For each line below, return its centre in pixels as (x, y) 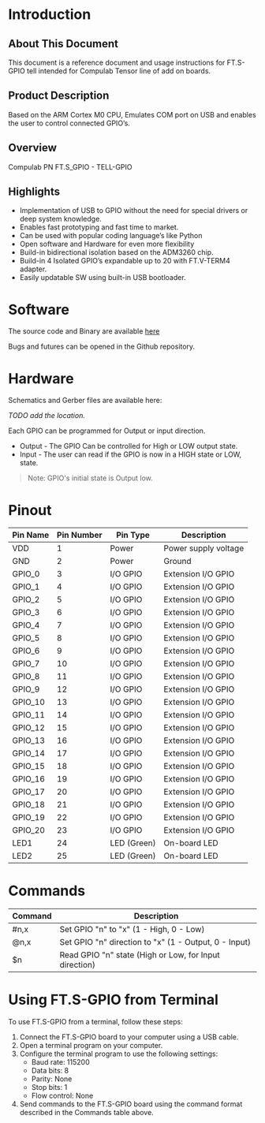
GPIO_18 (29, 804)
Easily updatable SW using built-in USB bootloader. (103, 278)
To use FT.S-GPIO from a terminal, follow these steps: (95, 1022)
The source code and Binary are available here (84, 331)
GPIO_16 (29, 779)
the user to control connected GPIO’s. (69, 123)
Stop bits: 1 (49, 1088)
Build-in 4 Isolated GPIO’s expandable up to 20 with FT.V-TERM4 (125, 261)
